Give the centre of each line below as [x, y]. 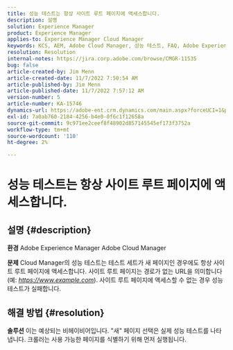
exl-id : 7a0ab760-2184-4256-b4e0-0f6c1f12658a [76, 116]
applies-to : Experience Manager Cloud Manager [76, 40]
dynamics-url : [28, 110]
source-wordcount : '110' [43, 136]
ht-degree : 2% [28, 143]
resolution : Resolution [42, 53]
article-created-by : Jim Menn [51, 71]
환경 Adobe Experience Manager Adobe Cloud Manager [87, 248]
